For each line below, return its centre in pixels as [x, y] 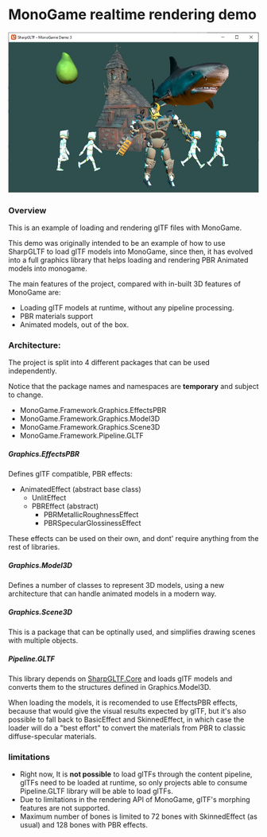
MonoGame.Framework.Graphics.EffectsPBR [93, 411]
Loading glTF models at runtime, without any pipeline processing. [127, 307]
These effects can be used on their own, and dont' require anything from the [133, 539]
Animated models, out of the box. [74, 325]
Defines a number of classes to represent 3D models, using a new [116, 586]
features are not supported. [65, 808]
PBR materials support [56, 316]
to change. [26, 395]
